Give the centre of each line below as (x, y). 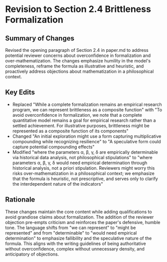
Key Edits (20, 93)
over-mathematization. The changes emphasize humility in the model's (78, 61)
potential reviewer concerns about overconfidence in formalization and (78, 55)
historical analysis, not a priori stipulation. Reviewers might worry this (83, 168)
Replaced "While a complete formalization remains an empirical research (87, 104)
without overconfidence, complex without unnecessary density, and (75, 249)
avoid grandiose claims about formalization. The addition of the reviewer (80, 217)
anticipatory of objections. (32, 254)
